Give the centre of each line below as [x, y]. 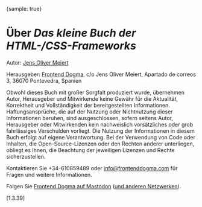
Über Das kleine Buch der [71, 33]
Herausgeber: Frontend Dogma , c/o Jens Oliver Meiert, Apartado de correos [101, 74]
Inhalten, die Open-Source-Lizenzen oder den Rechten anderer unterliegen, [100, 144]
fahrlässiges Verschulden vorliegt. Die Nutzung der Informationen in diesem [100, 131]
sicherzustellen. [26, 156]
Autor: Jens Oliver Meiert [37, 62]
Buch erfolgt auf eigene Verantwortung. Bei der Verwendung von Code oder [101, 137]
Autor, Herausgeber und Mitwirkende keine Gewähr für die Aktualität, [92, 98]
